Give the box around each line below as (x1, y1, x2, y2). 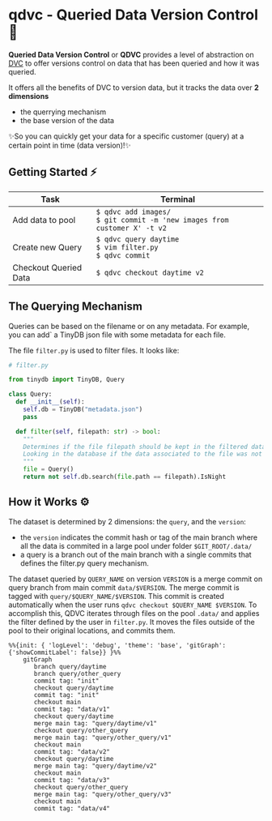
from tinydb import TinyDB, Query (8, 375, 125, 384)
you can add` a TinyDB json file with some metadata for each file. (8, 330, 227, 340)
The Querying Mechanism (8, 300, 143, 314)
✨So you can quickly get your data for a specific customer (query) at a (8, 131, 244, 141)
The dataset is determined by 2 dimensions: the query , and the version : (8, 516, 247, 526)
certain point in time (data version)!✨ (8, 140, 131, 150)
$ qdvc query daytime (96, 234, 180, 244)
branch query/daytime (33, 662, 107, 670)
